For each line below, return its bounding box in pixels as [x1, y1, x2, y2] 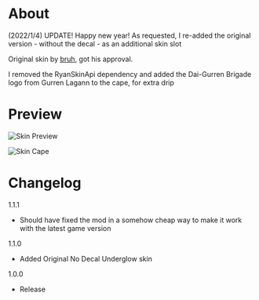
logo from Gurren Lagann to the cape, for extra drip [8, 78, 175, 87]
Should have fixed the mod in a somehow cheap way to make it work [19, 215, 243, 225]
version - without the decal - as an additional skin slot [8, 38, 182, 48]
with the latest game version [19, 223, 111, 232]
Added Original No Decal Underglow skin [19, 254, 153, 263]
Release [19, 284, 46, 294]
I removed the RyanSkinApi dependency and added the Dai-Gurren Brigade [8, 69, 252, 79]
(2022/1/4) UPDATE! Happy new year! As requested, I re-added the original [8, 31, 251, 40]
